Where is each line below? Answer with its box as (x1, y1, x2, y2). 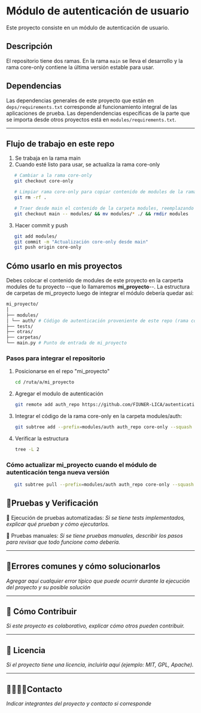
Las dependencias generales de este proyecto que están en (6, 97, 154, 104)
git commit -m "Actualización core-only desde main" (14, 239, 148, 245)
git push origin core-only (14, 244, 82, 251)
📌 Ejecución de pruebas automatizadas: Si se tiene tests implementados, (6, 514, 185, 521)
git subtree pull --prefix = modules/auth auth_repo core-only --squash (14, 482, 194, 488)
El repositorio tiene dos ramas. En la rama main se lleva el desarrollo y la (6, 57, 183, 64)
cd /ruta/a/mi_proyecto (14, 379, 75, 385)
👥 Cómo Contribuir (6, 607, 77, 617)
